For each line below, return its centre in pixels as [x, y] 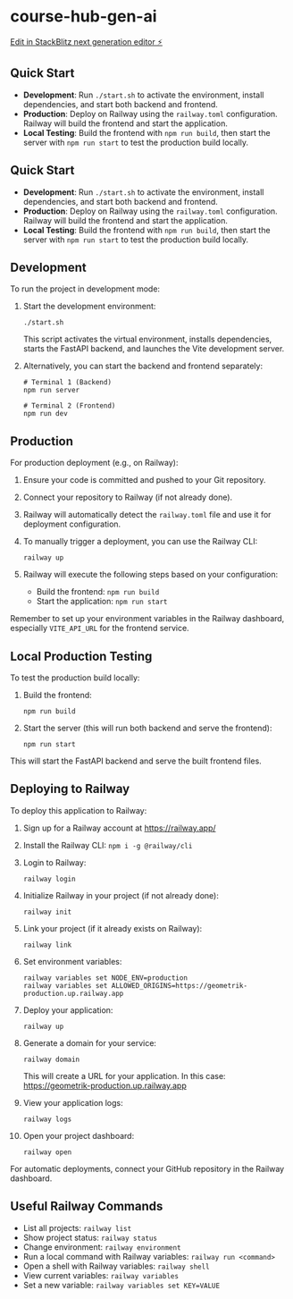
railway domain [51, 1059]
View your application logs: [73, 1102]
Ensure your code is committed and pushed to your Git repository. [144, 480]
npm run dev [45, 414]
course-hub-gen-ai [84, 17]
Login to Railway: [54, 862]
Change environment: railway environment [102, 1247]
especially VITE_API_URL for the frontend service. [100, 628]
